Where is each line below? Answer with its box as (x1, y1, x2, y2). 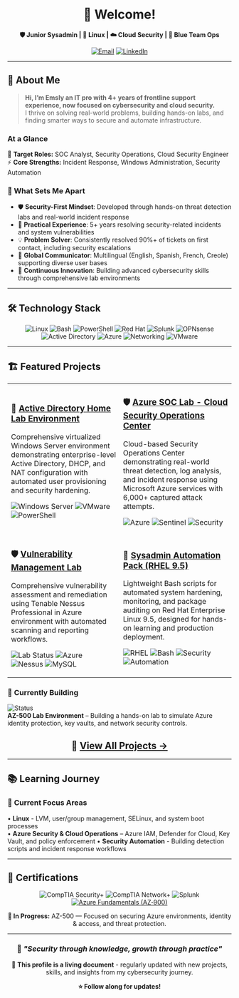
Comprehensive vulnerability (11, 580, 107, 590)
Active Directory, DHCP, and (11, 458, 105, 468)
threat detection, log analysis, (123, 465, 222, 475)
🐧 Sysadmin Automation (123, 550, 221, 561)
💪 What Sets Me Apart (7, 185, 85, 195)
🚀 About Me (7, 74, 60, 86)
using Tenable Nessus (11, 598, 85, 608)
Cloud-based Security (123, 438, 198, 448)
